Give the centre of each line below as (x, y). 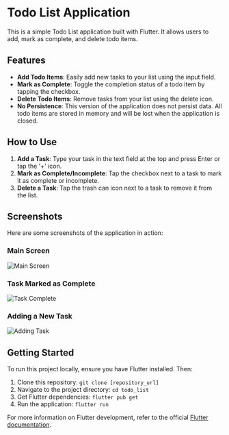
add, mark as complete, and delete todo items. (72, 38)
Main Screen (28, 251)
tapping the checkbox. (49, 91)
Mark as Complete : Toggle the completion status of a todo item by (111, 84)
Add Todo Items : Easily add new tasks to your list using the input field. (116, 77)
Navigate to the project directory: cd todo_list (83, 390)
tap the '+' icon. (39, 166)
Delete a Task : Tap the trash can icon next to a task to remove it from (114, 188)
